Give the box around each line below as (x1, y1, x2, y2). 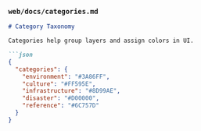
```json (8, 51, 34, 59)
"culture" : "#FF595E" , (22, 80, 96, 88)
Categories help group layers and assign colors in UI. (8, 37, 194, 45)
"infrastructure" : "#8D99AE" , (22, 87, 121, 95)
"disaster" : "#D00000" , (22, 94, 100, 102)
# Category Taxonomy (8, 23, 76, 30)
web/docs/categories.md (8, 7, 99, 16)
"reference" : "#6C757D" (22, 101, 100, 110)
